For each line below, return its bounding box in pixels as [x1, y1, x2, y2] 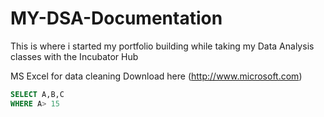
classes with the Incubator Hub [10, 50, 139, 62]
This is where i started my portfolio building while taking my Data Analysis [10, 40, 315, 52]
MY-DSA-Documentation [10, 7, 223, 30]
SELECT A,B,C [10, 89, 65, 99]
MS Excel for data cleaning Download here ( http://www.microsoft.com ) [10, 70, 303, 82]
